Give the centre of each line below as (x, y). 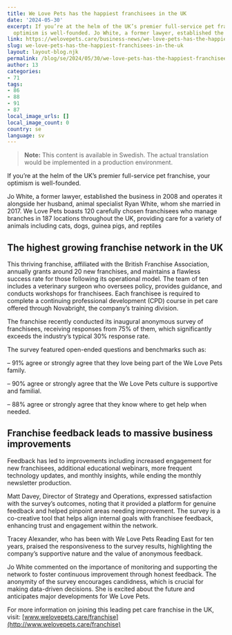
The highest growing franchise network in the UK (115, 247)
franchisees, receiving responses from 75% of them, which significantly (109, 329)
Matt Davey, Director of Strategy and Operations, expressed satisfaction (110, 496)
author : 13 (23, 65)
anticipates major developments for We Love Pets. (79, 596)
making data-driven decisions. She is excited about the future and (101, 589)
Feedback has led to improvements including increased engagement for (109, 460)
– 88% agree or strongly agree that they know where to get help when (107, 404)
